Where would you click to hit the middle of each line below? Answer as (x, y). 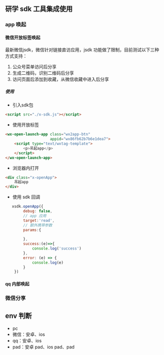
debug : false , (38, 211)
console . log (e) (48, 263)
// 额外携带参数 (38, 225)
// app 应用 (35, 216)
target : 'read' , (39, 220)
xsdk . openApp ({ (27, 207)
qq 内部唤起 (17, 284)
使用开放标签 (25, 125)
